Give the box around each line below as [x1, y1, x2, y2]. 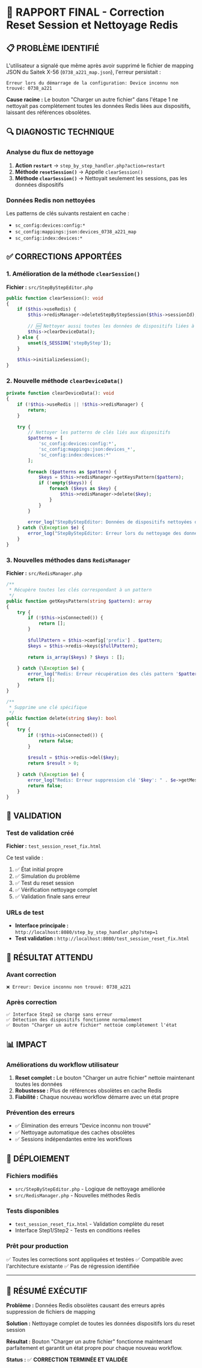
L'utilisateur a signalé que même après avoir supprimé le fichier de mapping [6, 62, 194, 69]
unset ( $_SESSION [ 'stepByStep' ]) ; [28, 340, 112, 346]
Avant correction [6, 970, 57, 979]
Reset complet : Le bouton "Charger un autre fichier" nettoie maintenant [14, 1074, 195, 1082]
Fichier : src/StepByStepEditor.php [6, 283, 93, 291]
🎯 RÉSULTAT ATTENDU [6, 952, 93, 962]
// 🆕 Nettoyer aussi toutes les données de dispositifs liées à [28, 323, 194, 329]
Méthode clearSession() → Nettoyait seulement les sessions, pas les [14, 174, 188, 181]
